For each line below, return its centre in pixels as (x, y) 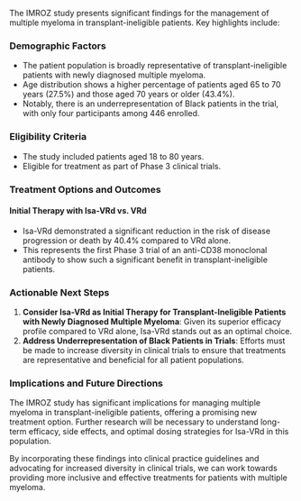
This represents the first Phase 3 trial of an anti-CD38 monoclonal (145, 250)
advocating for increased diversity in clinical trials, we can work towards (143, 469)
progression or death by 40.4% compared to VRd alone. (127, 240)
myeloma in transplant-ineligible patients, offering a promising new (133, 413)
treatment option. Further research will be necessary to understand (134, 422)
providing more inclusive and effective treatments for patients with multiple (149, 478)
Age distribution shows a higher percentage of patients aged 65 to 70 (151, 85)
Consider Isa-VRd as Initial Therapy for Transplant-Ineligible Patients (154, 312)
